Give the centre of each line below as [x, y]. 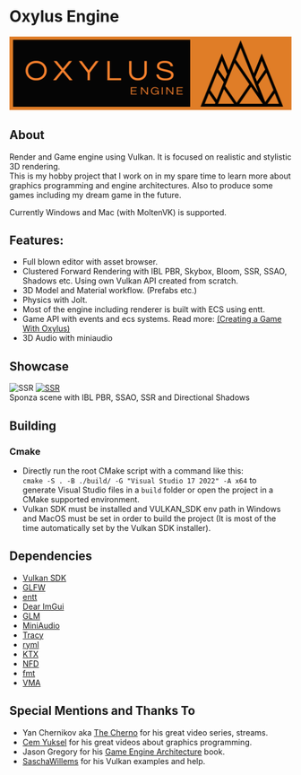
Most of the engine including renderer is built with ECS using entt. [144, 309]
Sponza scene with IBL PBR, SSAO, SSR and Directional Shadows [130, 397]
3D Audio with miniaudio [68, 338]
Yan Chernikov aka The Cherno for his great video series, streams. [145, 732]
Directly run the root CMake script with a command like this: [133, 470]
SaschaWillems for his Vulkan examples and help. [114, 761]
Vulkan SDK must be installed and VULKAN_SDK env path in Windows [151, 509]
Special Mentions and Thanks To [102, 711]
